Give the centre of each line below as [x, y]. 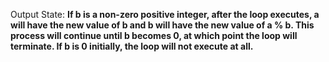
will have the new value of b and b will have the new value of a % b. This [162, 25]
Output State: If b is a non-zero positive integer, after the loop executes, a [165, 14]
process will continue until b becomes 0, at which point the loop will [154, 35]
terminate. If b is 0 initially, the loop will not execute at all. [132, 46]
